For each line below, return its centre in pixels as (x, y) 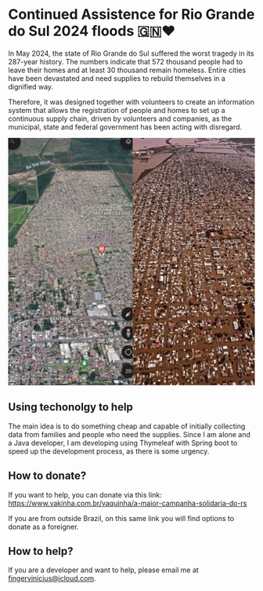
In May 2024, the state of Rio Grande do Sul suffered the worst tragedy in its (131, 53)
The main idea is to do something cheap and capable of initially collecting (127, 426)
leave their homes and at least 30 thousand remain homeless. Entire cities (127, 70)
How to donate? (47, 476)
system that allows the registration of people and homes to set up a (117, 110)
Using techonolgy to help (70, 407)
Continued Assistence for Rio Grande (131, 15)
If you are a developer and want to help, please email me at (104, 570)
